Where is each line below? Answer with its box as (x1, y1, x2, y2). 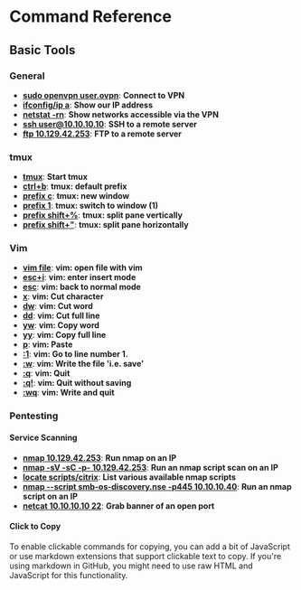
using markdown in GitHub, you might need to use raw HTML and (9, 560, 253, 571)
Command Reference (9, 6, 172, 27)
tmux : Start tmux (22, 172, 89, 183)
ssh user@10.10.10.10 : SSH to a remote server (22, 118, 197, 129)
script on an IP (22, 491, 79, 501)
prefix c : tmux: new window (22, 191, 129, 201)
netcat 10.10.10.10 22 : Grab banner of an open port (22, 500, 215, 511)
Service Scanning (9, 432, 78, 443)
